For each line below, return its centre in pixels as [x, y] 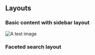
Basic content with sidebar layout [47, 23]
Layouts [18, 8]
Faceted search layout [33, 46]
